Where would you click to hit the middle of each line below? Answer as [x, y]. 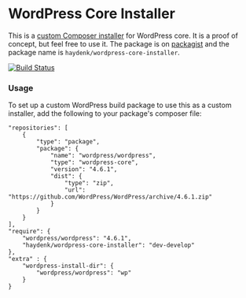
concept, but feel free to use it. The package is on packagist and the [119, 43]
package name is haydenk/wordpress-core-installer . [94, 52]
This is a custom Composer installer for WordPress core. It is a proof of [123, 35]
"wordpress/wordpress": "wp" [84, 273]
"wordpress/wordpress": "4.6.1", [77, 238]
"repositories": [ [38, 128]
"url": [75, 190]
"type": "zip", [89, 183]
